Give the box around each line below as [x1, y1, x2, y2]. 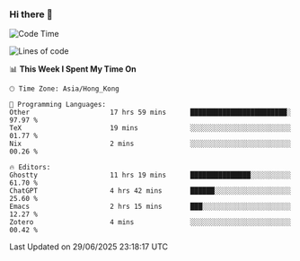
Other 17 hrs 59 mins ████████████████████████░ [9, 108, 292, 117]
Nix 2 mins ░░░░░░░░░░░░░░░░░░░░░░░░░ [9, 139, 292, 149]
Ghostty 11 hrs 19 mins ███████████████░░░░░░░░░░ [9, 170, 292, 180]
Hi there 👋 [9, 8, 54, 21]
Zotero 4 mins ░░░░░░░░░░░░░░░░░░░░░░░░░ [9, 218, 292, 227]
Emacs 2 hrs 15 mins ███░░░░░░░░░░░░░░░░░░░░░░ [9, 202, 292, 212]
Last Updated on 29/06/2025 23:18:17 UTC [9, 241, 169, 252]
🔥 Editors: [9, 163, 51, 172]
